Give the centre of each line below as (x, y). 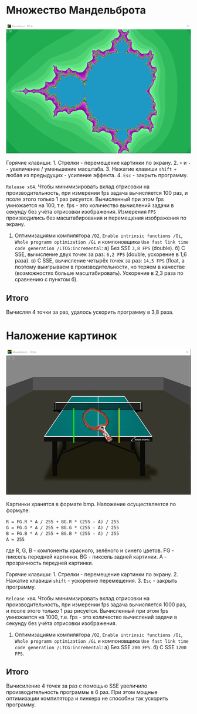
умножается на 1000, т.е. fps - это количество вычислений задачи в (92, 617)
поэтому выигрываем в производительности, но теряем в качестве (100, 267)
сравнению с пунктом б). (46, 280)
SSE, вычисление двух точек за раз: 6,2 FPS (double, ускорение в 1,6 (101, 254)
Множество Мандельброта (76, 10)
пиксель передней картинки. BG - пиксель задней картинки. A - (86, 556)
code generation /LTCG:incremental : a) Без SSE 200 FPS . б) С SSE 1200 (100, 647)
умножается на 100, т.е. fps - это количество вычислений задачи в (90, 205)
